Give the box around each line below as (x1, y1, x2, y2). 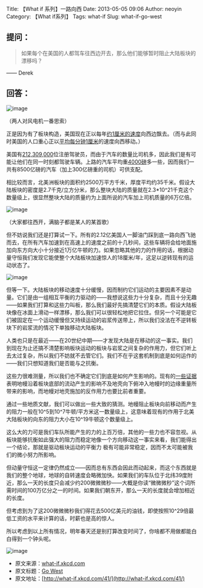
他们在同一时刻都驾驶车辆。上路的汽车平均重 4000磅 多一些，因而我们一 (16, 158, 195, 165)
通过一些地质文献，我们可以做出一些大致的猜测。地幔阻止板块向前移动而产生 (6, 400, 197, 408)
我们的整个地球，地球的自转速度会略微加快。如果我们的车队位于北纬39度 (6, 471, 188, 478)
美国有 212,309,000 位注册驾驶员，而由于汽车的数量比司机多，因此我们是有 (6, 150, 192, 157)
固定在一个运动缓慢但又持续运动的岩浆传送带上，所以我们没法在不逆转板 (16, 316, 197, 323)
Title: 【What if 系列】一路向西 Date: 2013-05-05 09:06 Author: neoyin (6, 5, 182, 12)
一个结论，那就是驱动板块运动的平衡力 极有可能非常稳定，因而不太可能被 (6, 443, 188, 451)
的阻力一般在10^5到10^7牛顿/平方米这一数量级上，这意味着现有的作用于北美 (6, 408, 195, 415)
